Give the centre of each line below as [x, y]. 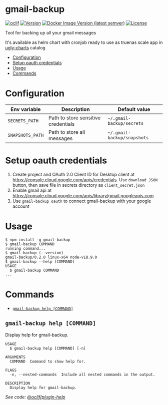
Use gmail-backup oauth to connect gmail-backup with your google [82, 201]
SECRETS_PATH [23, 121]
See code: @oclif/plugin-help [35, 397]
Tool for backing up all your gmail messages [51, 32]
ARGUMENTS [15, 357]
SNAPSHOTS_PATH [26, 135]
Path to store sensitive [74, 117]
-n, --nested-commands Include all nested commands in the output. [82, 375]
